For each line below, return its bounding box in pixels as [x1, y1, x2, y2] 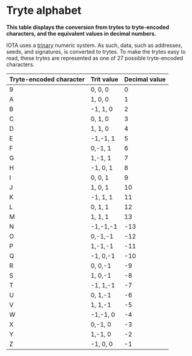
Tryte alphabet [6, 4, 82, 17]
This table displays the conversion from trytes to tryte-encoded [6, 23, 170, 31]
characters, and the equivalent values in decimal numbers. [6, 30, 156, 37]
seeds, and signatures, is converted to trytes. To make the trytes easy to [6, 48, 186, 55]
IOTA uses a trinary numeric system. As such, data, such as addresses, [6, 42, 182, 49]
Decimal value [124, 75, 166, 83]
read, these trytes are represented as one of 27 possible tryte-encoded [6, 54, 184, 61]
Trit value [90, 75, 119, 83]
